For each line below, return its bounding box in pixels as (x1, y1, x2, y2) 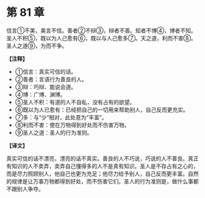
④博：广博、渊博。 (15, 91, 66, 98)
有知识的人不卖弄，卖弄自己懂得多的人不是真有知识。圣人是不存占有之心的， (6, 162, 199, 169)
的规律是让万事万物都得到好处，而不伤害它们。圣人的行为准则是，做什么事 (6, 177, 193, 185)
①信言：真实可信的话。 (15, 68, 77, 75)
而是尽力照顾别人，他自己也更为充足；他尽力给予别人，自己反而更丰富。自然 (6, 170, 199, 177)
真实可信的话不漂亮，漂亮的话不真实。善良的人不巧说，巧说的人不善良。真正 (6, 155, 199, 162)
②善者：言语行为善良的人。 (15, 76, 87, 83)
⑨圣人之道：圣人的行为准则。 (15, 129, 93, 136)
